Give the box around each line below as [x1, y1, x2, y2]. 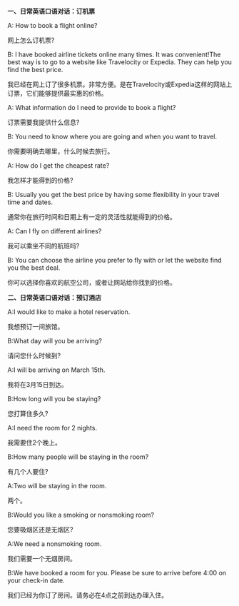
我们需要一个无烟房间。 [7, 555, 76, 562]
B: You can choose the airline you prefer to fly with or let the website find [7, 256, 223, 264]
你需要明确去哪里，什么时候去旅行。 [7, 147, 114, 156]
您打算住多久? [7, 410, 49, 418]
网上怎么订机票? [7, 36, 55, 44]
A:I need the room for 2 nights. [7, 424, 98, 432]
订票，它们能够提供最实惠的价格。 [7, 89, 108, 97]
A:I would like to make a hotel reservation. [7, 308, 131, 316]
